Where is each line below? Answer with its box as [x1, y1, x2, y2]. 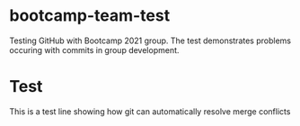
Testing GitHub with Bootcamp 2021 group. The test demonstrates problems [9, 35, 292, 46]
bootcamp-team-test [9, 5, 171, 26]
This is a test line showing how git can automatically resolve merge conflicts [9, 105, 291, 117]
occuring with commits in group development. [9, 44, 180, 55]
